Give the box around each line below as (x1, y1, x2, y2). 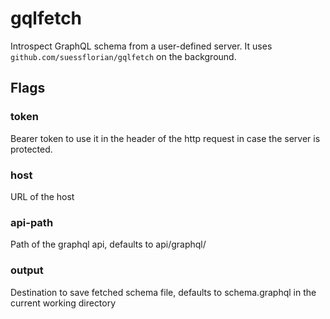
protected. (10, 143, 53, 155)
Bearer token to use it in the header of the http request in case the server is (10, 132, 321, 144)
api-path (10, 215, 54, 229)
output (10, 263, 44, 277)
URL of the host (10, 190, 75, 202)
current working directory (10, 297, 117, 309)
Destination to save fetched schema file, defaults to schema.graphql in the (10, 286, 317, 298)
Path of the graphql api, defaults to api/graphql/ (10, 238, 207, 251)
